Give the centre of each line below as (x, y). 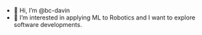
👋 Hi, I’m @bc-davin (42, 10)
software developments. (48, 25)
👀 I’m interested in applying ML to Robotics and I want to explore (104, 17)
